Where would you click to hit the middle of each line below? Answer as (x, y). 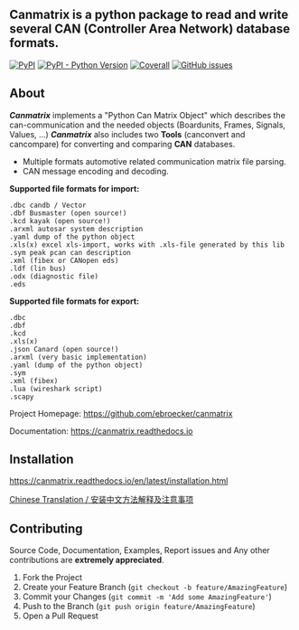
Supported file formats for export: (75, 301)
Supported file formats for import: (75, 188)
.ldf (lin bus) (38, 268)
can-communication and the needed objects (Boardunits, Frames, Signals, (148, 125)
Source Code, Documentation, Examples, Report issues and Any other (140, 550)
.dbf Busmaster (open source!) (68, 213)
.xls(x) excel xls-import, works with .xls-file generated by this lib (147, 244)
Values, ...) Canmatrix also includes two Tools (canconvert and (127, 134)
